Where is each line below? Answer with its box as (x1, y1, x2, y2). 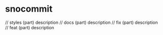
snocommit (5, 3, 53, 15)
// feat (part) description (5, 24, 54, 30)
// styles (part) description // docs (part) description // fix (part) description (5, 19, 158, 25)
